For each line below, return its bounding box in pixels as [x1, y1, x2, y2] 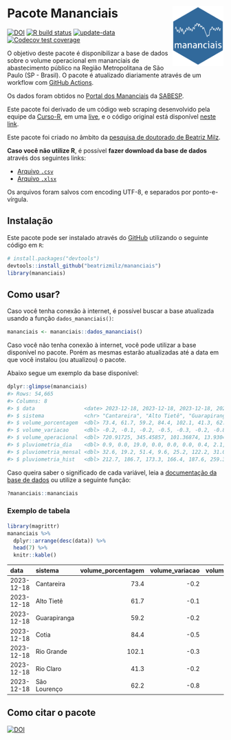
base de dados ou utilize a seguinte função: [7, 475, 131, 484]
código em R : [7, 241, 44, 249]
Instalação [7, 215, 54, 227]
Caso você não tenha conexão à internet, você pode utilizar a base [7, 341, 197, 350]
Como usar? [7, 288, 60, 300]
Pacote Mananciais [7, 6, 119, 21]
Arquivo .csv [16, 167, 54, 175]
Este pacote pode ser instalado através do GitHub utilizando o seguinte [7, 233, 208, 241]
